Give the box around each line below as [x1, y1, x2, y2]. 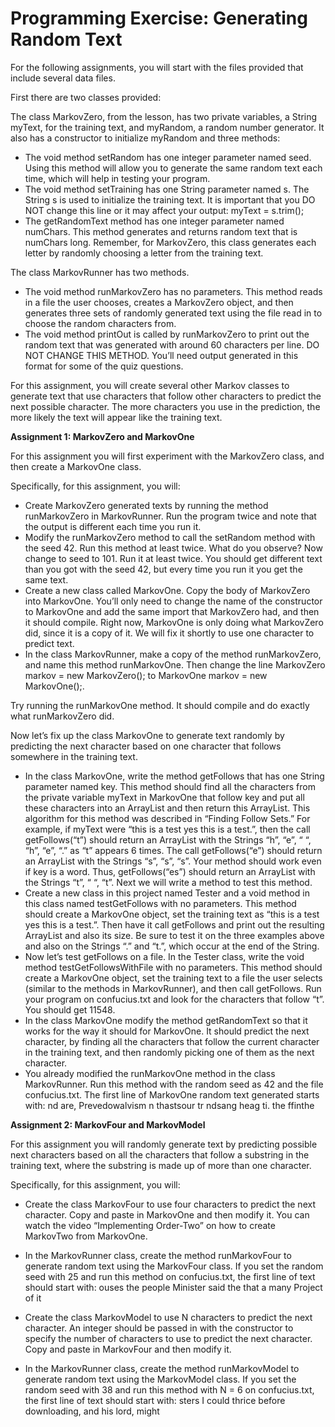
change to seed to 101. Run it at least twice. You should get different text [24, 552, 323, 564]
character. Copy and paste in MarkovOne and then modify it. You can [24, 1208, 310, 1221]
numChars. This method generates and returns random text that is [24, 225, 298, 237]
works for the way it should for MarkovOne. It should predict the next [24, 1025, 310, 1037]
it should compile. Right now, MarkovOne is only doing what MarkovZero [24, 616, 324, 628]
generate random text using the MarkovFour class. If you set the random [24, 1260, 324, 1272]
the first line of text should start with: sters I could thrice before [24, 1394, 286, 1406]
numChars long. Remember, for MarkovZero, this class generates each [24, 236, 317, 248]
